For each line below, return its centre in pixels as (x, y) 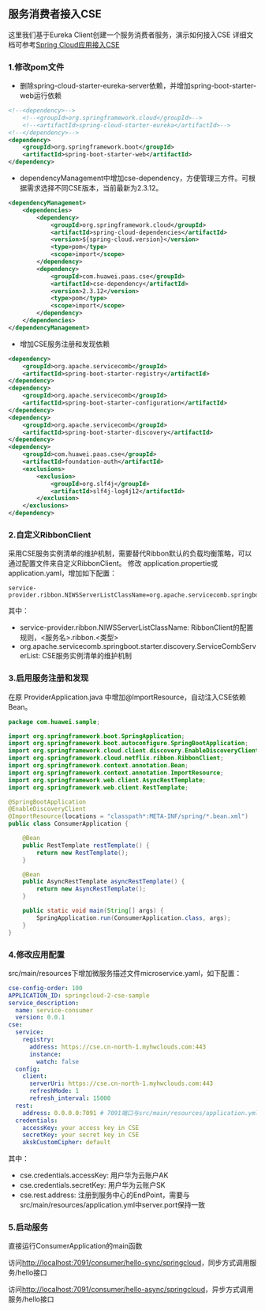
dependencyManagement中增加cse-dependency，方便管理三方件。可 (134, 178)
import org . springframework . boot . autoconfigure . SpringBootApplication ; (128, 744)
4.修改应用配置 (37, 955)
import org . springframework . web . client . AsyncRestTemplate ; (107, 780)
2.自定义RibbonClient (50, 535)
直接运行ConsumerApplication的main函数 (75, 1246)
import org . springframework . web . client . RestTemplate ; (99, 787)
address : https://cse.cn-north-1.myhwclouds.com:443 (118, 1047)
